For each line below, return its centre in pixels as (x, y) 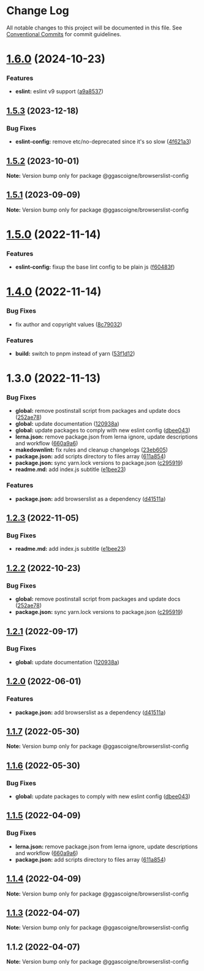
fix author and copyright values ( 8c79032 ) (69, 324)
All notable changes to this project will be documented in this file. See (94, 28)
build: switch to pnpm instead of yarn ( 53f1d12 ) (75, 354)
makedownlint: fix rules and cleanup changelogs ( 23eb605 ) (92, 450)
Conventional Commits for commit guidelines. (64, 34)
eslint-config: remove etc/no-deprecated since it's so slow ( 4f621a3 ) (103, 142)
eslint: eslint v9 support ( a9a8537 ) (59, 91)
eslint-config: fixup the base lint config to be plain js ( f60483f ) (95, 267)
